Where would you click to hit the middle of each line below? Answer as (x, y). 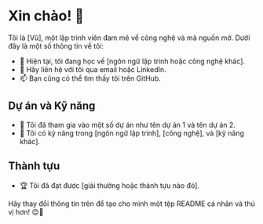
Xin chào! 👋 (46, 16)
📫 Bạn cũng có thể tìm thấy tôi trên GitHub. (90, 78)
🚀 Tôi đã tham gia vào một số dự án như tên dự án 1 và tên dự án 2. (127, 125)
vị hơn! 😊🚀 (26, 211)
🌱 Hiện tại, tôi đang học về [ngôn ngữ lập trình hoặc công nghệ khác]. (132, 61)
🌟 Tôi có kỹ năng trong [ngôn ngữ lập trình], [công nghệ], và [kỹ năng (132, 133)
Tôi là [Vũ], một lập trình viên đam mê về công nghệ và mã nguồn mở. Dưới (129, 38)
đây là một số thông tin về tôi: (56, 45)
